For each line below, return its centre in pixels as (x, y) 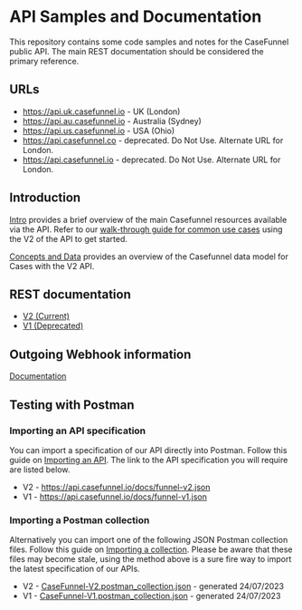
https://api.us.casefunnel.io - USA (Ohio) (99, 131)
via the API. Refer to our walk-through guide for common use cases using (146, 229)
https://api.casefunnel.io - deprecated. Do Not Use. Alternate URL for (151, 160)
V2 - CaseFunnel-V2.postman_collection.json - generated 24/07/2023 (153, 586)
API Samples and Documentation (136, 17)
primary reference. (44, 61)
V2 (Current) (46, 316)
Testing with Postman (72, 405)
